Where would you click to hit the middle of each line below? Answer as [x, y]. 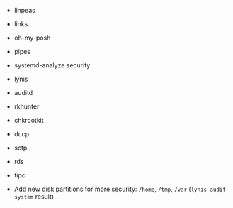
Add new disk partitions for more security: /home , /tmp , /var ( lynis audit [120, 189]
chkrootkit [29, 120]
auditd [23, 93]
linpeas [24, 10]
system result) [34, 197]
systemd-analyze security [52, 65]
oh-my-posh [32, 38]
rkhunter [27, 106]
